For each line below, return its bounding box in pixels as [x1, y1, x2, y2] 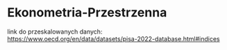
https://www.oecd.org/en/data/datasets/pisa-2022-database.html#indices [7, 34, 220, 42]
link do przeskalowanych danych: [7, 27, 103, 36]
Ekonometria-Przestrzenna [7, 5, 167, 21]
